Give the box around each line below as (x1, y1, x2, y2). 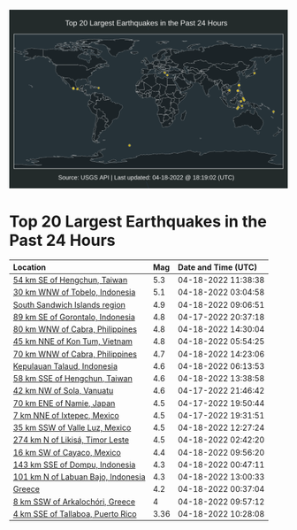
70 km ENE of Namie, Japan (12, 397, 116, 408)
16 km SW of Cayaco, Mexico (12, 447, 121, 457)
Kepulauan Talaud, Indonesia (12, 360, 118, 372)
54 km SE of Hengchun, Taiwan (12, 275, 128, 286)
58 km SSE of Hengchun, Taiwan (12, 373, 133, 384)
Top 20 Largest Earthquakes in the (9, 211, 267, 231)
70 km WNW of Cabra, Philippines (12, 349, 137, 359)
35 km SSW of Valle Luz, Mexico (12, 422, 132, 434)
